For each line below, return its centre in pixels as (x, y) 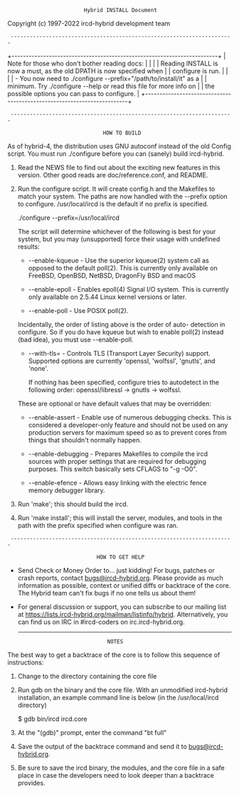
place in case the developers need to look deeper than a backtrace (116, 775)
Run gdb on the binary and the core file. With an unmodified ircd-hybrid (122, 690)
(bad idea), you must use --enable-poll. (75, 339)
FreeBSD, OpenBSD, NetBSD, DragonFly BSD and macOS (112, 275)
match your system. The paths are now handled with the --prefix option (122, 196)
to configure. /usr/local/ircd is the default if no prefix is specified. (113, 204)
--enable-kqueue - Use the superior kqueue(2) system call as (119, 260)
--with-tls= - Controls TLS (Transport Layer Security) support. (119, 353)
